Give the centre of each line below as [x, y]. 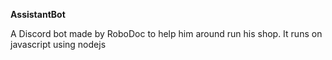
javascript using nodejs [58, 44]
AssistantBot [38, 14]
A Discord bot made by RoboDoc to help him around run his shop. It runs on [166, 33]
